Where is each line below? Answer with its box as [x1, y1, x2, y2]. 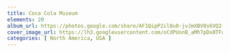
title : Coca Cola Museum [7, 9, 78, 17]
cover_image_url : [7, 28, 57, 36]
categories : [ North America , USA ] [7, 35, 112, 42]
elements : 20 [7, 16, 44, 23]
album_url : [7, 22, 38, 29]
